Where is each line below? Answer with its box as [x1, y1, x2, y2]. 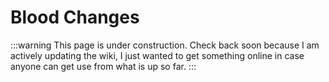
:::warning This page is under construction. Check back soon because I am [10, 39, 320, 51]
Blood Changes [10, 6, 140, 29]
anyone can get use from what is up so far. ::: [10, 60, 197, 72]
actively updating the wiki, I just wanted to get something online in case [10, 49, 305, 61]
